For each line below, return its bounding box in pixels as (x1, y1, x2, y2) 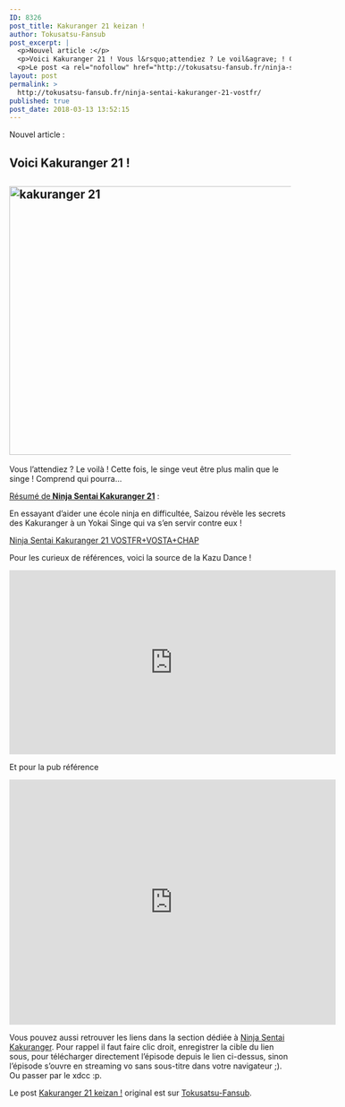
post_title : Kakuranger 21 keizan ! (9, 21, 146, 30)
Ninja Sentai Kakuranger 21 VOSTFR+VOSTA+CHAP (9, 535, 199, 546)
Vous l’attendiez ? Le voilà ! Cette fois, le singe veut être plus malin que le (9, 464, 280, 475)
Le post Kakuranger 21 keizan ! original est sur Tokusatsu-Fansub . (9, 1087, 252, 1098)
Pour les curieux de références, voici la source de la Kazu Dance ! (9, 553, 252, 563)
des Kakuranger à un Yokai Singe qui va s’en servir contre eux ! (9, 518, 243, 528)
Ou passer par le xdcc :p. (9, 1070, 103, 1081)
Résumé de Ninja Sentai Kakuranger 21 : (9, 491, 160, 502)
